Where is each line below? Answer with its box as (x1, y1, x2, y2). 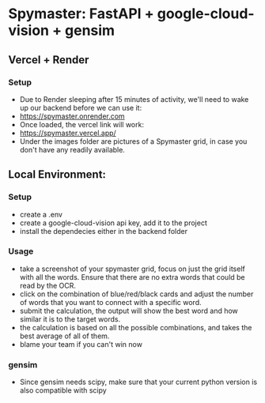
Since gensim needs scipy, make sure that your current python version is (19, 377, 258, 387)
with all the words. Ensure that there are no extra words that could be (19, 272, 245, 281)
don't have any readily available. (19, 145, 125, 154)
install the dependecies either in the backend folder (19, 226, 188, 235)
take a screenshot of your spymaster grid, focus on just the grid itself (19, 264, 245, 273)
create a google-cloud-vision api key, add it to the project (19, 218, 207, 228)
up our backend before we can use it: (19, 103, 142, 112)
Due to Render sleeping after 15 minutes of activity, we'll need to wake (19, 94, 249, 104)
